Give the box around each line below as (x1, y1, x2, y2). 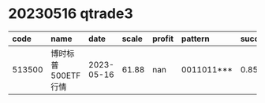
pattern (181, 33, 211, 44)
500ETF (50, 70, 81, 81)
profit (152, 33, 174, 44)
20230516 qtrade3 (8, 5, 133, 23)
